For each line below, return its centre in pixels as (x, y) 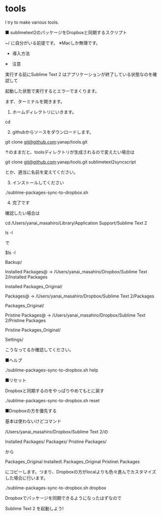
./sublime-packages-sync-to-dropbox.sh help (52, 370)
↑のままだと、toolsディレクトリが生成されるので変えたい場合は (70, 152)
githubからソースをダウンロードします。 (53, 132)
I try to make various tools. (32, 22)
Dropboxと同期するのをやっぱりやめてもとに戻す (55, 391)
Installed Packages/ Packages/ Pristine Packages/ (56, 442)
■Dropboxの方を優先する (31, 410)
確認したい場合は (22, 213)
